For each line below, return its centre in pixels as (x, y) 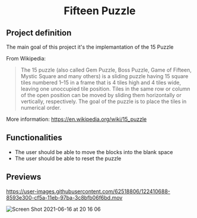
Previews (24, 177)
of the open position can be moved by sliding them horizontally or (101, 95)
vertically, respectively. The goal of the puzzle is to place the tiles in (104, 101)
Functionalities (34, 138)
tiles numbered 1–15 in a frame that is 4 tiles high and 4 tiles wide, (101, 82)
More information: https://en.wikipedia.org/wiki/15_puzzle (77, 119)
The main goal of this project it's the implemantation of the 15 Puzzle (90, 47)
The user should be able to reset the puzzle (68, 158)
